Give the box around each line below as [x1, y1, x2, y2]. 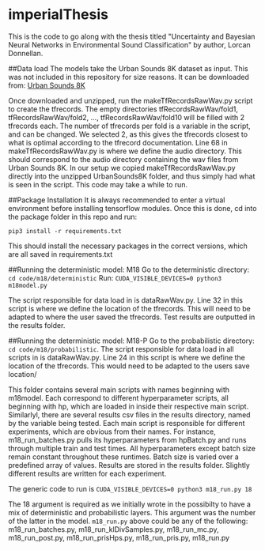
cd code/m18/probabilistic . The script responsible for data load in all [8, 344, 235, 353]
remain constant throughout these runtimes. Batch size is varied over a [8, 452, 239, 461]
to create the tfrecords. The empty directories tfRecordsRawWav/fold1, [8, 104, 239, 114]
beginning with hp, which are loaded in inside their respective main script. [8, 401, 249, 411]
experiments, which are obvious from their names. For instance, [8, 427, 216, 436]
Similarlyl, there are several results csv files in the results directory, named [8, 409, 251, 420]
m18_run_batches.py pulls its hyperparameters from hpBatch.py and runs [8, 435, 247, 444]
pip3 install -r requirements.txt [8, 227, 123, 235]
